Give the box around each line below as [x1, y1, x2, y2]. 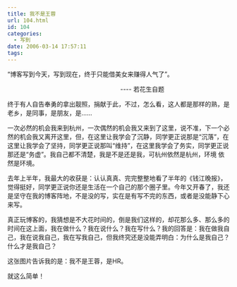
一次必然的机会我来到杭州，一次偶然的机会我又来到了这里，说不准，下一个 [7, 123, 224, 132]
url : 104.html [7, 17, 49, 24]
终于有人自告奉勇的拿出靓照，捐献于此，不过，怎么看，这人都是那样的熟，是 [7, 99, 230, 108]
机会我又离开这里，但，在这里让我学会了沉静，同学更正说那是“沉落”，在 [19, 132, 229, 141]
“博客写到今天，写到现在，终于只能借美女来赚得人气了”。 [7, 70, 174, 78]
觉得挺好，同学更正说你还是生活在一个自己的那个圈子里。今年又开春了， [7, 183, 217, 191]
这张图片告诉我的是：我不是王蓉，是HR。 [7, 257, 128, 265]
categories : [7, 30, 42, 37]
